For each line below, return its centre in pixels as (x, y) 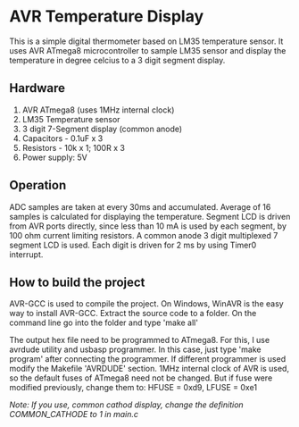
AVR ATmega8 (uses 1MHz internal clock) (98, 110)
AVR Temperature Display (107, 17)
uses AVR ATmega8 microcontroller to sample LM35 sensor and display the (148, 50)
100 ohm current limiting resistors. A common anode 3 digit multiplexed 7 (144, 235)
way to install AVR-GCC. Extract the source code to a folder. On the (133, 314)
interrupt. (26, 254)
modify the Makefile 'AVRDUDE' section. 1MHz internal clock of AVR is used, (149, 369)
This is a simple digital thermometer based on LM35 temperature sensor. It (146, 41)
